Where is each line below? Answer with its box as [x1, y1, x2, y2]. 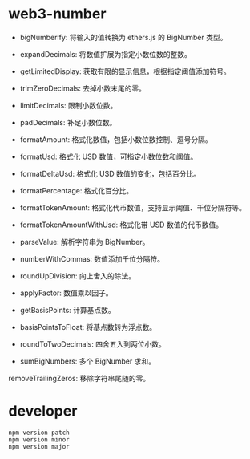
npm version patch [8, 429, 70, 437]
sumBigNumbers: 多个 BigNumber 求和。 [19, 356, 156, 366]
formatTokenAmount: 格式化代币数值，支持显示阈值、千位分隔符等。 [19, 202, 247, 213]
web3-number [8, 5, 107, 23]
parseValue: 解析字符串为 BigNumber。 [19, 237, 150, 246]
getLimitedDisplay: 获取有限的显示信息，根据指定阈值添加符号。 [19, 66, 231, 76]
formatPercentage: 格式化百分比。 [19, 185, 134, 195]
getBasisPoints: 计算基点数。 [19, 305, 116, 315]
